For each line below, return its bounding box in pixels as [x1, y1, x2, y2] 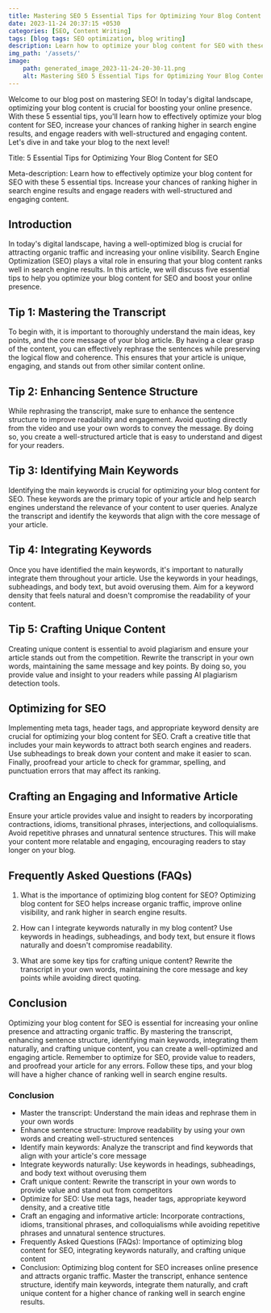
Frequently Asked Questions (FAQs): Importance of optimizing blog [19, 1237, 244, 1247]
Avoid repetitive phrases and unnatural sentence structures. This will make [8, 828, 256, 838]
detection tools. [8, 678, 60, 688]
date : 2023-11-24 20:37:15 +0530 [8, 19, 121, 27]
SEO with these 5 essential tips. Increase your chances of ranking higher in [8, 177, 258, 187]
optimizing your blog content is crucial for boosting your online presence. [8, 103, 252, 112]
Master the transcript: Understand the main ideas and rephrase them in [19, 1108, 256, 1118]
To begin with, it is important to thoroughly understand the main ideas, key [8, 327, 256, 336]
